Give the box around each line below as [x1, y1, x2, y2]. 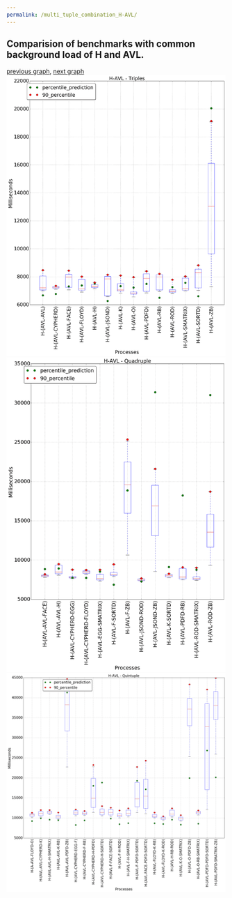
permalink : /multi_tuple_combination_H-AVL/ [6, 11, 138, 18]
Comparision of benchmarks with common [6, 38, 196, 50]
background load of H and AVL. [6, 49, 144, 61]
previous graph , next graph [6, 67, 85, 76]
